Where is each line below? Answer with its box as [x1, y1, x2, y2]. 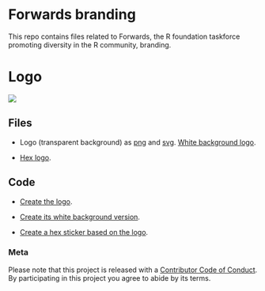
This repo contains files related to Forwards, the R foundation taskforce [8, 32, 240, 41]
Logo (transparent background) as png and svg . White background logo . [19, 137, 256, 147]
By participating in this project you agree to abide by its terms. [8, 273, 211, 282]
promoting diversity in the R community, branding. [8, 40, 172, 49]
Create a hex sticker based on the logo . [19, 227, 149, 236]
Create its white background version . [19, 212, 141, 221]
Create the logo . [19, 196, 73, 206]
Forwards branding [8, 6, 136, 24]
